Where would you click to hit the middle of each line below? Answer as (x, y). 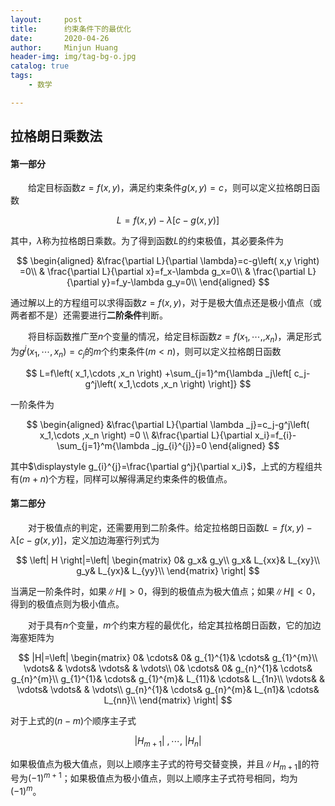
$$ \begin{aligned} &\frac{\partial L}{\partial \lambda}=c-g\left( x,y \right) (168, 261)
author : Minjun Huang (64, 47)
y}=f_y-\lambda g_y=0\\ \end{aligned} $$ (185, 282)
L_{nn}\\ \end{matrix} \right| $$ (168, 700)
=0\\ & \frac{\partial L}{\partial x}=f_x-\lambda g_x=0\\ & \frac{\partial (162, 272)
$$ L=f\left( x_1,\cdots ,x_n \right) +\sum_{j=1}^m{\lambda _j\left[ (158, 373)
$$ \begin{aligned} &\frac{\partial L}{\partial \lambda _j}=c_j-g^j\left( (168, 424)
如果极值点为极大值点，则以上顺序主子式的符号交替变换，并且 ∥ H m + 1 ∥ (156, 764)
